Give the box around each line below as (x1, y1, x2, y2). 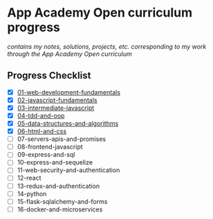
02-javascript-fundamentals (17, 95, 98, 104)
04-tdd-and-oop (17, 111, 65, 120)
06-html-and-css (17, 127, 67, 135)
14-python (17, 189, 47, 198)
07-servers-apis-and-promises (17, 135, 106, 143)
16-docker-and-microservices (17, 205, 103, 213)
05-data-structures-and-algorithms (17, 120, 119, 127)
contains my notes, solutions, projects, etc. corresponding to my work (7, 42, 207, 50)
